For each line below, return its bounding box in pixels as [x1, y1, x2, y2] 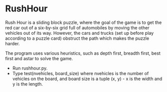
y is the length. [12, 81, 43, 87]
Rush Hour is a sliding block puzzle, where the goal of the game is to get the [5, 19, 162, 25]
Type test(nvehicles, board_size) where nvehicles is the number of [12, 70, 149, 76]
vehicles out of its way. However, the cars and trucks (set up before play [5, 30, 154, 36]
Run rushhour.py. [12, 65, 48, 71]
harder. [5, 40, 20, 46]
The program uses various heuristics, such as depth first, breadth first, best [5, 50, 161, 56]
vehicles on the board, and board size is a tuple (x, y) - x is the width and [12, 76, 163, 82]
